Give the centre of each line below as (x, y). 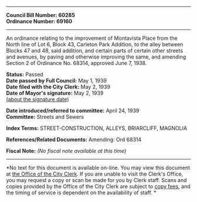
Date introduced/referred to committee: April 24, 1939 (73, 111)
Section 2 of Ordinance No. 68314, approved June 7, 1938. (77, 63)
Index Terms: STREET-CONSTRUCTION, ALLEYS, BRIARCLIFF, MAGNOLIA (97, 128)
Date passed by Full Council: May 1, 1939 (57, 81)
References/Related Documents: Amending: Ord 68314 (74, 139)
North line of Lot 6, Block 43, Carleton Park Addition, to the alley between (95, 44)
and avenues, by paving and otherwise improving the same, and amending (96, 57)
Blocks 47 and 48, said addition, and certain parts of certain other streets (95, 51)
